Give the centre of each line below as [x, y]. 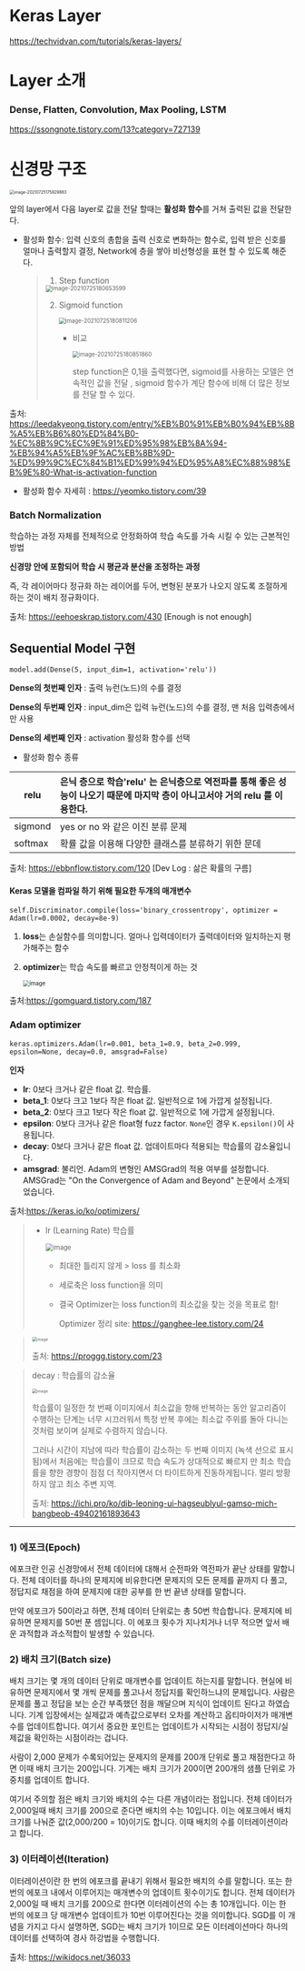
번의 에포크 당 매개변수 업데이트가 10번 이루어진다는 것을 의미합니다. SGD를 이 [148, 1915]
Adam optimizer [45, 1025]
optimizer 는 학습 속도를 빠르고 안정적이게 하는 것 [110, 967]
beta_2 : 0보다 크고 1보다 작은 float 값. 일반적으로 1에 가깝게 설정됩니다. [148, 1112]
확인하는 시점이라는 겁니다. [81, 1738]
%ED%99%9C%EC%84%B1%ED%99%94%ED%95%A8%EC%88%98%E [150, 462]
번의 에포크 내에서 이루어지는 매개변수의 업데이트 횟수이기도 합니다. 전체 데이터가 [152, 1892]
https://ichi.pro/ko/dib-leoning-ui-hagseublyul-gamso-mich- [164, 1503]
